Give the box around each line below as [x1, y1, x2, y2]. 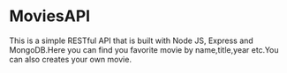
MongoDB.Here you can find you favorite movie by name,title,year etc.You [9, 44, 280, 55]
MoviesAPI [9, 6, 91, 26]
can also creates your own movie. [9, 54, 132, 64]
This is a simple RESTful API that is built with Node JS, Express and [9, 35, 253, 46]
